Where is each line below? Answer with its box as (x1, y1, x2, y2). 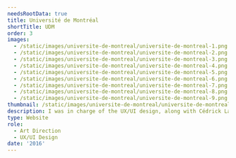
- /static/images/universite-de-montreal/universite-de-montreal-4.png (13, 62, 228, 69)
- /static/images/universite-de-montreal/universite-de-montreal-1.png (13, 43, 228, 50)
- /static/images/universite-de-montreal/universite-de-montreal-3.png (13, 56, 228, 63)
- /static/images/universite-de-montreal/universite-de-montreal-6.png (13, 75, 228, 82)
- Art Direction (13, 127, 61, 134)
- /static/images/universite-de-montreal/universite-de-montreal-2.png (13, 50, 228, 57)
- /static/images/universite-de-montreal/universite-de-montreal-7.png (13, 82, 228, 89)
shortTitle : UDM (7, 23, 55, 30)
